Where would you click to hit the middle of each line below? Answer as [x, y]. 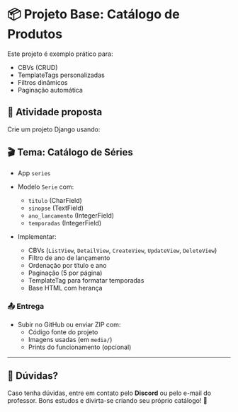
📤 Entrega [26, 307]
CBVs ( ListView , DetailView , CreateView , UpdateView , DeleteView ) [123, 250]
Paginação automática [50, 90]
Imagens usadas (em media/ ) [70, 339]
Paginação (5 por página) [65, 273]
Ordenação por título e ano [67, 265]
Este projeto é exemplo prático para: [60, 54]
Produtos [35, 34]
